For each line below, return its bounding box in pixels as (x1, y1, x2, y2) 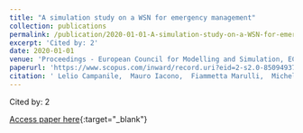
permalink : (9, 30, 50, 39)
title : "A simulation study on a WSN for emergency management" (9, 13, 256, 22)
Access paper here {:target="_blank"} (9, 113, 148, 124)
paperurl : (9, 64, 47, 73)
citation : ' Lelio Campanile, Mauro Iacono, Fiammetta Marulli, (9, 72, 264, 81)
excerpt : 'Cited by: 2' (9, 38, 99, 48)
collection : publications (9, 22, 106, 31)
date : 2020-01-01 (9, 47, 75, 56)
